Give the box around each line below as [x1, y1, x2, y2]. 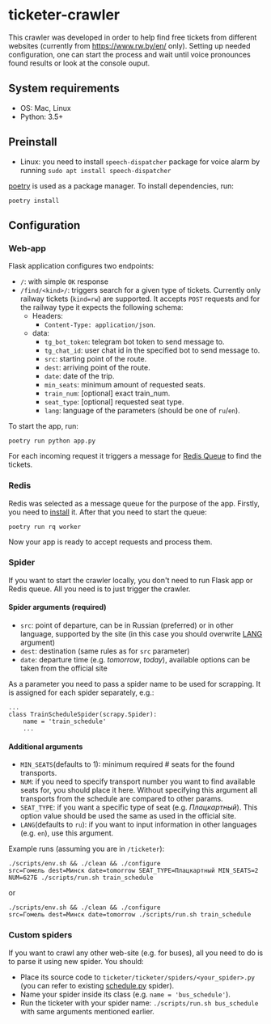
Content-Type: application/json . [44, 319, 156, 329]
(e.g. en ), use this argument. [19, 828, 114, 838]
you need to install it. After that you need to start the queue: [8, 507, 208, 517]
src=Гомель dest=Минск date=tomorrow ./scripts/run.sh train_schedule [8, 911, 252, 919]
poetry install [8, 197, 60, 205]
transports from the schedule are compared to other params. [19, 794, 224, 804]
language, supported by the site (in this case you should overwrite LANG [19, 629, 263, 639]
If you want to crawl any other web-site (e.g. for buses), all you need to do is [8, 948, 264, 958]
